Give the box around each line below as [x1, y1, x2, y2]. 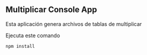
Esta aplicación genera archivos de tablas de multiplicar [5, 20, 142, 27]
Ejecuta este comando [5, 32, 60, 39]
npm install [5, 43, 35, 49]
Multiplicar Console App [5, 5, 97, 15]
